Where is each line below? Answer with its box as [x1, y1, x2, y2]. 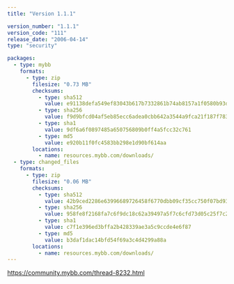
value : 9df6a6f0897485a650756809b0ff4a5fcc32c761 [44, 126, 192, 133]
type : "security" [7, 43, 58, 50]
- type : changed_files [13, 158, 79, 166]
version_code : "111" [7, 29, 68, 36]
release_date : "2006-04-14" [7, 36, 89, 43]
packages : [7, 55, 36, 62]
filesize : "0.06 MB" [32, 178, 92, 185]
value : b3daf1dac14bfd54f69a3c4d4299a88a [44, 237, 167, 244]
